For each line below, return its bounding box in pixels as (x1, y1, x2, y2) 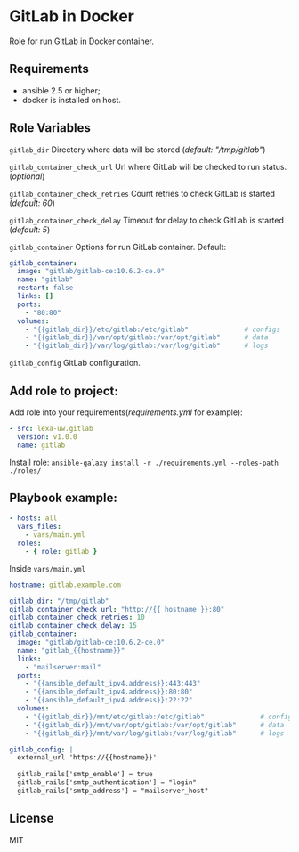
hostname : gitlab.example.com (9, 580, 122, 589)
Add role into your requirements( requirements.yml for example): (9, 407, 243, 418)
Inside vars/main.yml (9, 563, 86, 573)
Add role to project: (9, 383, 118, 398)
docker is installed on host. (21, 94, 122, 105)
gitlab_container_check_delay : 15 (9, 621, 138, 630)
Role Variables (9, 120, 91, 135)
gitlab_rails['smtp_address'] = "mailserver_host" (17, 786, 209, 795)
